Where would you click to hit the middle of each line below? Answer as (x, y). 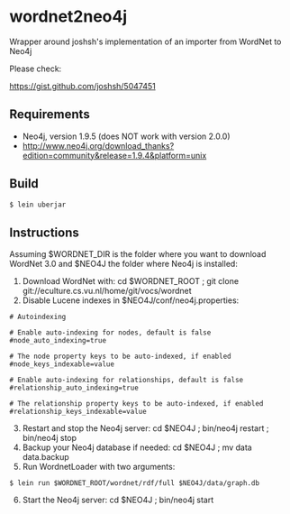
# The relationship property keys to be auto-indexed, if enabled (136, 404)
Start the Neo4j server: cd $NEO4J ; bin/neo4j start (118, 500)
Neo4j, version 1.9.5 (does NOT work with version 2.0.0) (127, 136)
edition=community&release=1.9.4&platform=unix (114, 155)
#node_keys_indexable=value (62, 364)
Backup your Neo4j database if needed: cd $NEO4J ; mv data (137, 447)
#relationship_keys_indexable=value (78, 412)
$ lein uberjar (38, 205)
